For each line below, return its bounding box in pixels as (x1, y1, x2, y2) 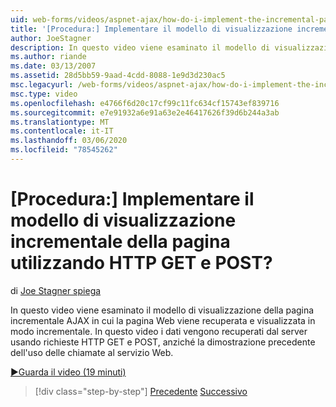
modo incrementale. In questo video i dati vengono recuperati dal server (10, 325, 308, 337)
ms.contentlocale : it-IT (10, 126, 114, 136)
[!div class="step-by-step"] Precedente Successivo (34, 385, 248, 397)
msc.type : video (10, 89, 78, 99)
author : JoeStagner (10, 33, 92, 43)
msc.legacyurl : (10, 80, 74, 90)
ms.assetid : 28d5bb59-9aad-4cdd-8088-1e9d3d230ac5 (10, 71, 226, 81)
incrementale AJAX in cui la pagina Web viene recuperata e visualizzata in (10, 314, 316, 326)
